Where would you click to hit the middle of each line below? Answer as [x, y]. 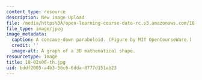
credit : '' [25, 46]
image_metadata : [26, 34]
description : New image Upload [45, 17]
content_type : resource [36, 12]
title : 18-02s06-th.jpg [36, 62]
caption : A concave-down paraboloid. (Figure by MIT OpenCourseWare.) [102, 40]
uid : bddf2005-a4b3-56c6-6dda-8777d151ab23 [62, 68]
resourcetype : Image [32, 57]
